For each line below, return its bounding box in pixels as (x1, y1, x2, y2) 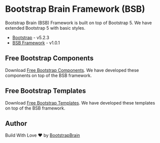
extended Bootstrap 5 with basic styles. (5, 25, 86, 31)
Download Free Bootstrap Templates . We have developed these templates (5, 100, 155, 106)
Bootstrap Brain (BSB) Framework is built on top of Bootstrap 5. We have (5, 20, 152, 26)
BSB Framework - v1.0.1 (12, 39, 60, 45)
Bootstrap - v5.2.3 (12, 35, 49, 40)
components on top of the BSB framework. (5, 72, 92, 78)
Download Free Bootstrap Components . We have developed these (5, 67, 139, 73)
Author (5, 119, 27, 128)
